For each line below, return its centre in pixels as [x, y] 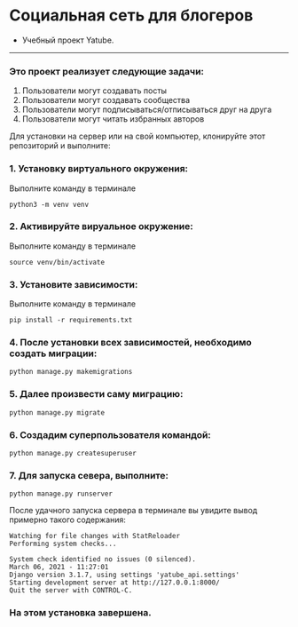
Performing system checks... [63, 544]
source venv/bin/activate [57, 262]
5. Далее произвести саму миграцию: [96, 394]
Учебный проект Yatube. [68, 40]
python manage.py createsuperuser [73, 454]
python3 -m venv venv [49, 204]
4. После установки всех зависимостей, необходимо [131, 343]
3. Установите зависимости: [74, 284]
